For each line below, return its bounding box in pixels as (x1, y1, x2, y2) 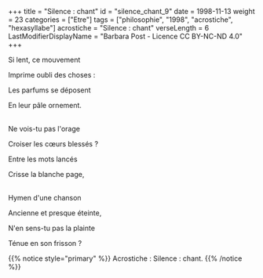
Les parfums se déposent (8, 85, 92, 95)
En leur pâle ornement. (8, 101, 82, 110)
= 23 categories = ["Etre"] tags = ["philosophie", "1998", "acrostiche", (8, 15, 233, 24)
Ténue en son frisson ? (8, 239, 82, 247)
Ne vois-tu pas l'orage (8, 125, 81, 133)
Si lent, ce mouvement (8, 55, 81, 64)
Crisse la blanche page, (8, 170, 85, 179)
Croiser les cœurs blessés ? (8, 139, 99, 148)
